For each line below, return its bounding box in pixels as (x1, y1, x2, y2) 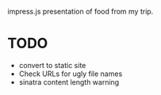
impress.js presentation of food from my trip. (7, 7, 154, 16)
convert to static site (18, 60, 86, 70)
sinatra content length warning (18, 77, 120, 86)
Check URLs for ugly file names (18, 69, 123, 78)
